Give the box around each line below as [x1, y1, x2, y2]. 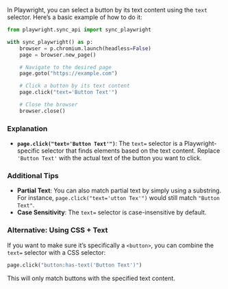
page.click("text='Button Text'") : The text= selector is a [16, 140, 183, 148]
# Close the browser [19, 101, 78, 108]
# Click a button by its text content [19, 82, 130, 90]
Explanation [7, 123, 48, 133]
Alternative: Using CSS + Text [7, 225, 108, 235]
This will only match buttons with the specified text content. [7, 274, 176, 282]
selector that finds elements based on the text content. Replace [40, 147, 220, 155]
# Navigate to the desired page [19, 64, 112, 71]
